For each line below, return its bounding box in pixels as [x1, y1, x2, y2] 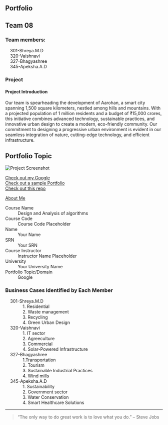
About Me [5, 195, 26, 201]
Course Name [5, 205, 34, 211]
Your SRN [17, 242, 37, 248]
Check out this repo [5, 185, 46, 191]
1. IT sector [22, 330, 45, 336]
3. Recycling [22, 314, 48, 321]
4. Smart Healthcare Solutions [22, 399, 84, 406]
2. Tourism [22, 362, 45, 368]
